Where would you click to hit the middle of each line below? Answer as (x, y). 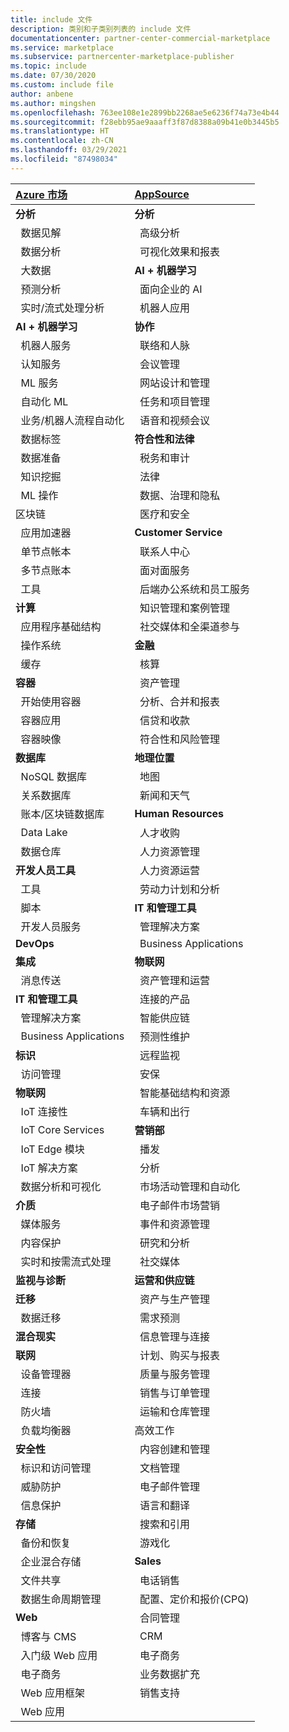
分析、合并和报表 (179, 701)
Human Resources (179, 813)
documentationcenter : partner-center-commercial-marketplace (140, 38)
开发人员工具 (46, 870)
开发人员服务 (51, 926)
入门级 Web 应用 (59, 1655)
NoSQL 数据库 (54, 776)
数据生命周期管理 (61, 1599)
